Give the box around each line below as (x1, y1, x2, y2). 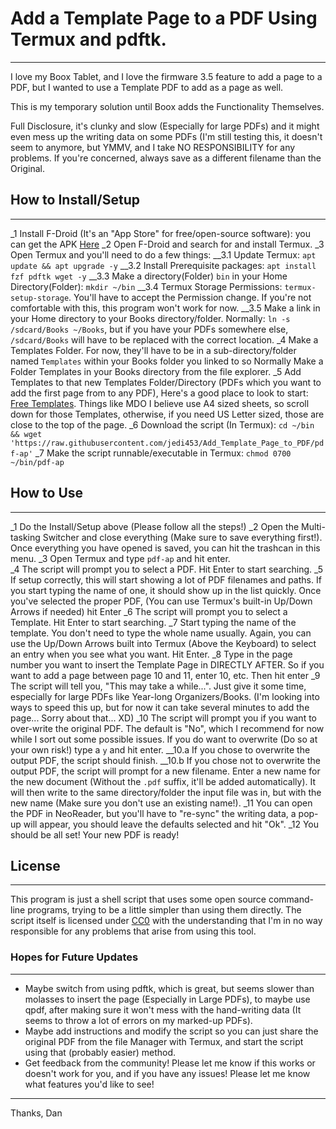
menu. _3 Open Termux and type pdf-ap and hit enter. (10, 552, 231, 564)
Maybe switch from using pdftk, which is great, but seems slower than (24, 982, 315, 994)
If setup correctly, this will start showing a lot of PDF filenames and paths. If (10, 573, 322, 586)
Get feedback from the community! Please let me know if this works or (24, 1057, 316, 1069)
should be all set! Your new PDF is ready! (10, 828, 180, 841)
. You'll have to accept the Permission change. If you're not (68, 291, 312, 303)
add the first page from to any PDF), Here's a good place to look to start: (10, 387, 309, 399)
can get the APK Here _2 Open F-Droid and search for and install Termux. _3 (10, 238, 325, 250)
